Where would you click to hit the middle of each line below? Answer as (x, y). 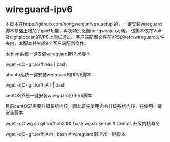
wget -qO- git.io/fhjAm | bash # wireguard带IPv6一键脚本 (65, 134)
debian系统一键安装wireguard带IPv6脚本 (48, 54)
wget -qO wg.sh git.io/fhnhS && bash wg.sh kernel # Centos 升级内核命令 (82, 123)
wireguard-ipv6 (39, 9)
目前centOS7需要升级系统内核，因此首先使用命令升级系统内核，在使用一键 (84, 106)
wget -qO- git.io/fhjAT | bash (36, 84)
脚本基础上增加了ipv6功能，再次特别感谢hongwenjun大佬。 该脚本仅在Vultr (84, 30)
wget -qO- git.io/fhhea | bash (36, 64)
